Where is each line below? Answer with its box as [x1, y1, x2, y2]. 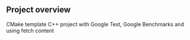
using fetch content [6, 27, 54, 34]
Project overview [6, 5, 71, 15]
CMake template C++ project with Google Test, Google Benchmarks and [6, 20, 184, 27]
